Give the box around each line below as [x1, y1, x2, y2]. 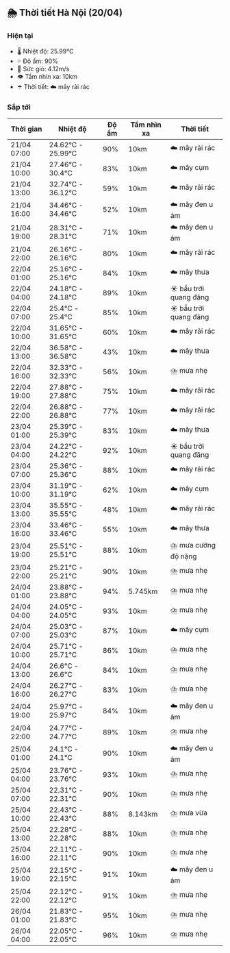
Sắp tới [7, 102, 31, 112]
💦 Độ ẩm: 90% [16, 57, 58, 65]
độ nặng [170, 552, 197, 561]
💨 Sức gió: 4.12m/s [16, 64, 70, 73]
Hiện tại [7, 31, 34, 40]
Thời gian [10, 124, 42, 134]
